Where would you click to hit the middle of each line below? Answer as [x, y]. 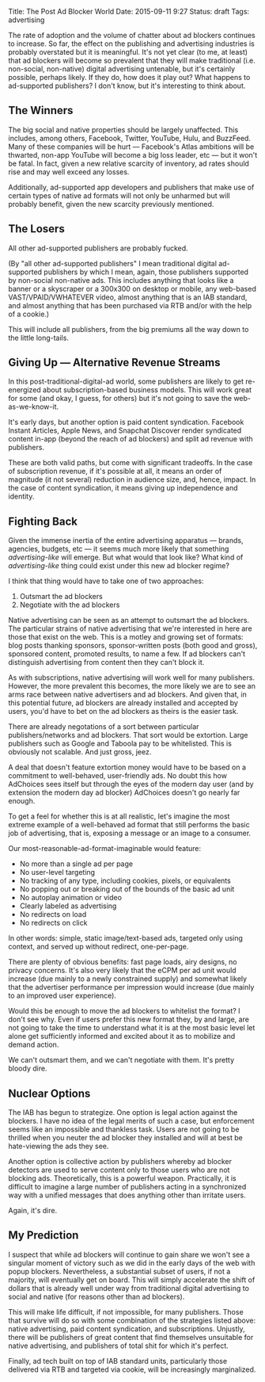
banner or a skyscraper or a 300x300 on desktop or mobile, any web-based [132, 288]
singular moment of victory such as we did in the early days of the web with [132, 1262]
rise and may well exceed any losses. [69, 172]
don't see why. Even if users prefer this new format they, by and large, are [129, 1019]
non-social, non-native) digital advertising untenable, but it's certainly [122, 69]
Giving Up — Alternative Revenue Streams [114, 363]
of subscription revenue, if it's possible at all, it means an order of [115, 471]
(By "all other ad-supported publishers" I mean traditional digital [113, 263]
